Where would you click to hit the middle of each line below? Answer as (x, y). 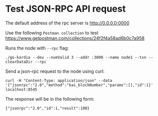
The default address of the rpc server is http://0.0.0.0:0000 (67, 23)
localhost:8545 (21, 90)
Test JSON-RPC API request (66, 9)
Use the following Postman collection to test (52, 33)
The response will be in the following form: (50, 99)
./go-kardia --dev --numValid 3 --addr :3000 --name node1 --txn (76, 57)
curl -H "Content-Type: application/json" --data (59, 80)
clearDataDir (19, 62)
